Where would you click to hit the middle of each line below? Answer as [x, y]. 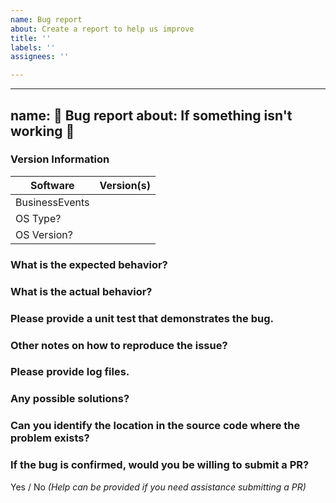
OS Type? [38, 218]
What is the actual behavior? [81, 291]
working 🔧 [42, 131]
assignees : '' [40, 57]
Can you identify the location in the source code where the [155, 426]
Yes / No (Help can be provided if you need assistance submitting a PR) [158, 487]
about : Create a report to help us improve [102, 29]
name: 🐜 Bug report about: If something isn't [151, 115]
